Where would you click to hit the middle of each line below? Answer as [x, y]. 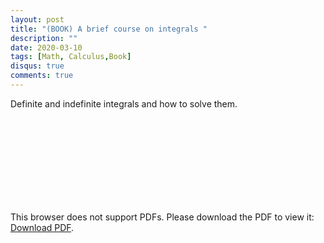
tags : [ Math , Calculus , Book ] [71, 57]
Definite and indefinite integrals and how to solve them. [124, 103]
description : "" [44, 38]
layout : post [37, 19]
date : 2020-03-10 [46, 47]
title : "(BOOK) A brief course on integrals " [109, 29]
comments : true [42, 76]
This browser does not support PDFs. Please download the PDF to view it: [162, 217]
